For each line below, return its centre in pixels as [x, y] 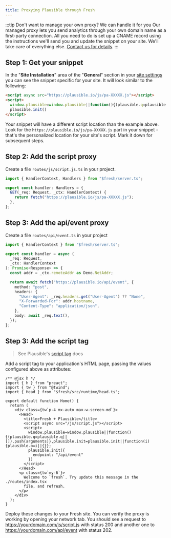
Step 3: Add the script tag [47, 341]
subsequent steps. [25, 140]
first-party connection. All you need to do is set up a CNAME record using [83, 35]
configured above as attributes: [38, 369]
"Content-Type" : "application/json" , [59, 306]
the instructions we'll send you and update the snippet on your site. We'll [82, 41]
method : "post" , [32, 287]
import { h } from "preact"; [36, 383]
